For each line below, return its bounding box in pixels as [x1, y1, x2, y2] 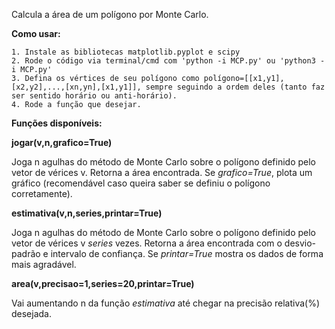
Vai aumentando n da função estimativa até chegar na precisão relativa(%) [11, 297, 321, 309]
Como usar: [11, 28, 61, 39]
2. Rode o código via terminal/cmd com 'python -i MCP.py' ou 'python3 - [11, 56, 326, 66]
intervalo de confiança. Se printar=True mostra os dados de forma [50, 248, 324, 259]
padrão [11, 248, 41, 259]
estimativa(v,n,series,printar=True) [11, 207, 163, 219]
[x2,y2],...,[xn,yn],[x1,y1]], [11, 82, 142, 92]
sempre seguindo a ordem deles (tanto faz [145, 82, 326, 92]
